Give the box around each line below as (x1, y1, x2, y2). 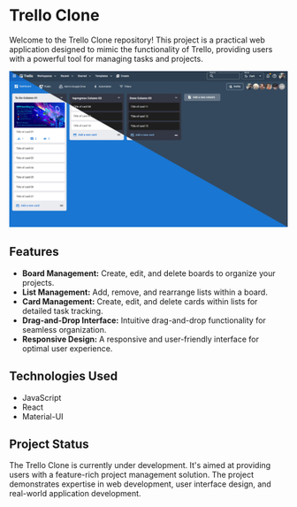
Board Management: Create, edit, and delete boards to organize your (21, 267, 276, 279)
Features (9, 244, 59, 259)
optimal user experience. (21, 342, 113, 354)
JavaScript (21, 392, 62, 403)
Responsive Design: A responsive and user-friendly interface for (21, 334, 259, 344)
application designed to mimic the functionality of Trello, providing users (9, 43, 273, 54)
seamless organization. (21, 324, 107, 334)
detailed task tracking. (21, 305, 103, 316)
